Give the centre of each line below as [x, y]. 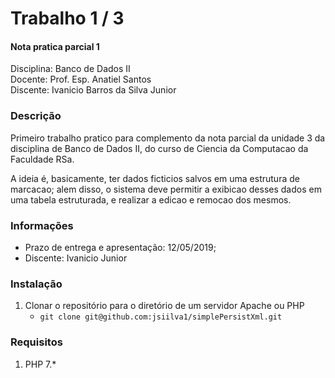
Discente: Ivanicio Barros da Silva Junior [93, 90]
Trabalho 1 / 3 [67, 18]
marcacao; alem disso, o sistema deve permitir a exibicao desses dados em [166, 189]
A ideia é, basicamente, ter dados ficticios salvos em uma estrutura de [155, 178]
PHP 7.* [40, 364]
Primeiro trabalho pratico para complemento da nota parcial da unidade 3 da [168, 138]
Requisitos [36, 342]
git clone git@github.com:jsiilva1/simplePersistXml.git [161, 317]
